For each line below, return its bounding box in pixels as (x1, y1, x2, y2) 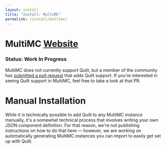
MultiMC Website (5, 38, 79, 49)
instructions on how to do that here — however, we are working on (5, 128, 142, 134)
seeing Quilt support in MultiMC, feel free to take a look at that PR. (5, 78, 141, 84)
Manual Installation (5, 95, 86, 107)
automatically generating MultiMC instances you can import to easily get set (5, 133, 161, 139)
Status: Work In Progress (5, 56, 67, 63)
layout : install (5, 7, 39, 12)
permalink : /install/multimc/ (5, 16, 68, 21)
